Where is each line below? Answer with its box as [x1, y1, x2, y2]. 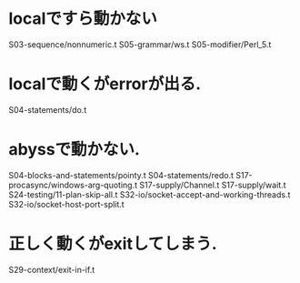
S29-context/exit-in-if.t [8, 264, 95, 275]
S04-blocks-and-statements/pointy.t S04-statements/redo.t [8, 169, 234, 180]
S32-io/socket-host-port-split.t [8, 198, 125, 209]
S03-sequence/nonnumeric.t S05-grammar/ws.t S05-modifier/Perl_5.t [8, 38, 272, 50]
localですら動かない [8, 8, 158, 29]
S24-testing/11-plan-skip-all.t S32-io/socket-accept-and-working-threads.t [8, 188, 291, 200]
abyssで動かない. [8, 139, 140, 160]
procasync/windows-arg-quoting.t [8, 179, 138, 190]
